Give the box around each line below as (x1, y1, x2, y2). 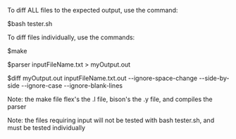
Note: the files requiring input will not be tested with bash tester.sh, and (7, 116, 215, 124)
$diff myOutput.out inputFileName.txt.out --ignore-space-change (7, 74, 198, 82)
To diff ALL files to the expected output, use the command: (7, 6, 178, 14)
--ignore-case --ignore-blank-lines (20, 81, 123, 90)
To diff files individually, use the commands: (7, 33, 135, 41)
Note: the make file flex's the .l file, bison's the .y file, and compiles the (7, 95, 213, 103)
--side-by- (199, 74, 230, 82)
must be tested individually (7, 124, 86, 132)
